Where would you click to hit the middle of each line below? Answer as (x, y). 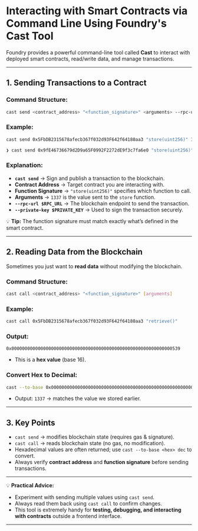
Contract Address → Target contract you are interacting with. (90, 184)
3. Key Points (31, 422)
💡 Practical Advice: (30, 485)
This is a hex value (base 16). (50, 360)
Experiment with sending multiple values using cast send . (85, 497)
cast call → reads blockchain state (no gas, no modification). (90, 443)
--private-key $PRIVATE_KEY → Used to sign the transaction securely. (99, 210)
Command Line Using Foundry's (86, 23)
